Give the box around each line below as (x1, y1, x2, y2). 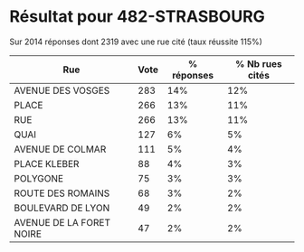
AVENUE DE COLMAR (14, 143, 107, 155)
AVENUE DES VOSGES (14, 84, 110, 97)
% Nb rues (234, 57, 282, 70)
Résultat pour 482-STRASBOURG (9, 6, 265, 27)
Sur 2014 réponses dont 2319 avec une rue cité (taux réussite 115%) (9, 36, 262, 47)
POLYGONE (14, 172, 64, 184)
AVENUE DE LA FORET (14, 216, 111, 229)
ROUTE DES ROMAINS (14, 187, 110, 200)
